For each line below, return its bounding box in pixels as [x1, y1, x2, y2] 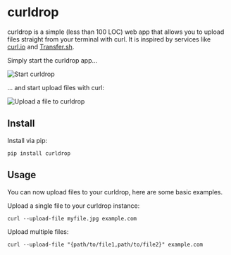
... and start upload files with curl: [7, 83, 105, 92]
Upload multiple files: [7, 227, 69, 236]
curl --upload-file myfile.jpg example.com [7, 215, 137, 222]
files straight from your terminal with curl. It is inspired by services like [7, 35, 211, 43]
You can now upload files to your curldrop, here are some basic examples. [7, 187, 223, 196]
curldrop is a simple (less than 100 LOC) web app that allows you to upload [7, 27, 225, 36]
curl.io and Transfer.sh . [7, 42, 75, 51]
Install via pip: [7, 136, 48, 144]
